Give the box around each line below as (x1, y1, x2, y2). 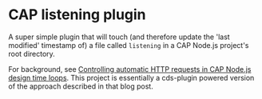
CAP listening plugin (8, 6, 146, 24)
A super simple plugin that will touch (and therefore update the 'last (8, 32, 230, 42)
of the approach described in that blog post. (8, 81, 153, 91)
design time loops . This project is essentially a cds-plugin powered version (8, 73, 255, 82)
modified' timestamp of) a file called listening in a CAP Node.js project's (8, 40, 249, 49)
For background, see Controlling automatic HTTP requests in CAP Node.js (8, 64, 252, 73)
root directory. (8, 49, 56, 58)
